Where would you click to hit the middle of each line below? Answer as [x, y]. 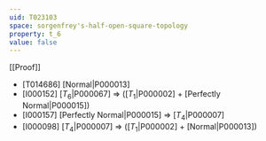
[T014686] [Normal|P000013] [76, 84]
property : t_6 [35, 34]
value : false [33, 42]
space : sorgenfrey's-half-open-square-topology [99, 26]
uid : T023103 [33, 17]
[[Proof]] [25, 67]
